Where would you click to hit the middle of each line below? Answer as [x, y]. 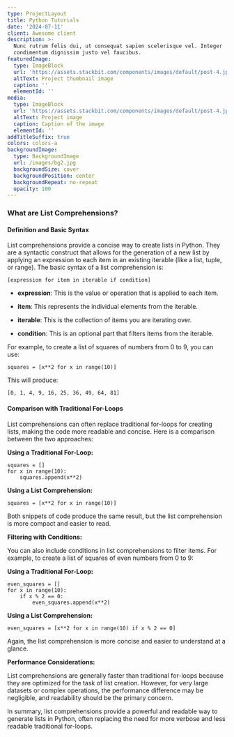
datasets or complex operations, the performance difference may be [106, 690]
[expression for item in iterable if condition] [79, 280]
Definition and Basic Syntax [48, 229]
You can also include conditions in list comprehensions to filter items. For [112, 550]
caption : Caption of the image [59, 124]
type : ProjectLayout [37, 14]
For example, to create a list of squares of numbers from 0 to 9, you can [110, 347]
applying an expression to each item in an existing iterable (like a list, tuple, [115, 260]
